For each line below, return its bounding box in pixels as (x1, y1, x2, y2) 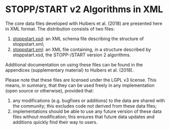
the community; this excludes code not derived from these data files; (12, 103, 157, 109)
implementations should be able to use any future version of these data (12, 108, 162, 114)
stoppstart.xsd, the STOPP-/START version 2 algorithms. (12, 52, 131, 58)
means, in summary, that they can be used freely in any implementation (5, 82, 155, 88)
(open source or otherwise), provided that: (5, 87, 94, 93)
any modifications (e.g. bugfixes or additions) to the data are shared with (12, 97, 165, 104)
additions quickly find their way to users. (12, 119, 98, 125)
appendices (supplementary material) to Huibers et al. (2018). (5, 67, 134, 73)
